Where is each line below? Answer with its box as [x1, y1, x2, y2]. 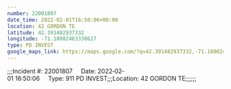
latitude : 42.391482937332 [7, 29, 85, 36]
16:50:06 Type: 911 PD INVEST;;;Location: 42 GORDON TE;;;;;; [14, 74, 197, 82]
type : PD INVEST [7, 42, 54, 49]
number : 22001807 [7, 10, 57, 17]
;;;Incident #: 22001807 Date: [7, 66, 96, 75]
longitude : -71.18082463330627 [7, 36, 97, 42]
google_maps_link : [7, 49, 60, 55]
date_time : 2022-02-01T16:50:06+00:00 [7, 16, 118, 23]
